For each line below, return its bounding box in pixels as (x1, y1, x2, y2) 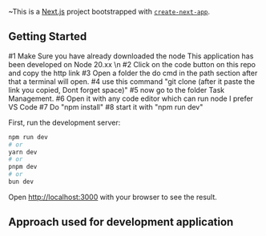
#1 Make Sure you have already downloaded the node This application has (8, 51, 254, 61)
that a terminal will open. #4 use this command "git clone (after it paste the (8, 76, 255, 86)
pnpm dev (8, 163, 38, 171)
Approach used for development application (8, 215, 234, 229)
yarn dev (8, 148, 38, 156)
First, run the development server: (8, 118, 121, 127)
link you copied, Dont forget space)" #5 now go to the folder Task (8, 85, 225, 94)
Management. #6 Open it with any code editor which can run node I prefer (8, 94, 254, 103)
